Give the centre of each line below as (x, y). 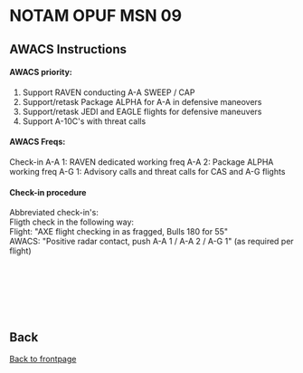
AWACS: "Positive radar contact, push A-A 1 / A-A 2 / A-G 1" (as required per (151, 242)
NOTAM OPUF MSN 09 (96, 16)
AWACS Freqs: (38, 142)
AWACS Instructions (68, 49)
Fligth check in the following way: (71, 222)
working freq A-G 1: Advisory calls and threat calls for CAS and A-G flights (147, 171)
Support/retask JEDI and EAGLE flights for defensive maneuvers (142, 111)
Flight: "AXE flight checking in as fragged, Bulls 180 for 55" (119, 232)
